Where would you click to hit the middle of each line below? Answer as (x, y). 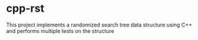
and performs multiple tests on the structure (60, 31)
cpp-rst (25, 9)
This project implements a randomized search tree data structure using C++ (99, 25)
